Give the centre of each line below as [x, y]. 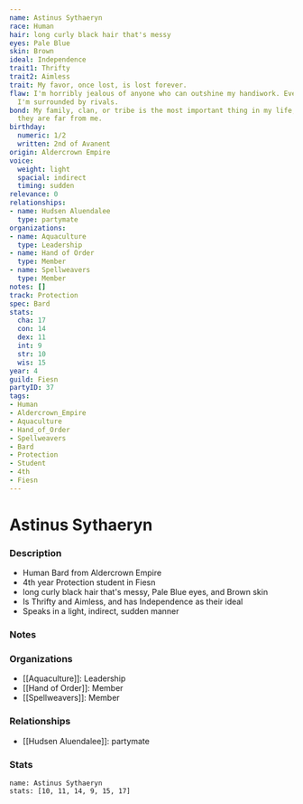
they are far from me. [60, 118]
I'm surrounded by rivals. [68, 102]
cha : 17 [32, 321]
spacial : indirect [52, 177]
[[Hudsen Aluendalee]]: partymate [86, 741]
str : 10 [32, 354]
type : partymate [48, 219]
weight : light [44, 169]
